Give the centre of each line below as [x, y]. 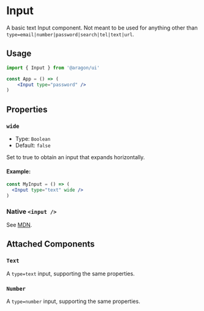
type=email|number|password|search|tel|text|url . [70, 34]
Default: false [33, 145]
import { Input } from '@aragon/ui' [53, 68]
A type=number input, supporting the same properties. [74, 301]
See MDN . [19, 225]
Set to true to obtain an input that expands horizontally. [76, 157]
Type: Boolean [33, 138]
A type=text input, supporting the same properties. [70, 274]
